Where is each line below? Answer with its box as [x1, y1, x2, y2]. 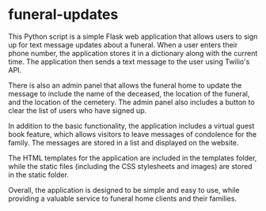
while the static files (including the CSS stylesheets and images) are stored [8, 161, 253, 171]
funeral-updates [8, 6, 119, 24]
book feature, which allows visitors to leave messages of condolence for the [8, 129, 257, 139]
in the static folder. [8, 170, 70, 179]
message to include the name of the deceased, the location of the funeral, [8, 89, 250, 98]
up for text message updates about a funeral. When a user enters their [8, 40, 238, 49]
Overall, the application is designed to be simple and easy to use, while [8, 185, 240, 194]
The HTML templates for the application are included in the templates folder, [8, 153, 257, 163]
